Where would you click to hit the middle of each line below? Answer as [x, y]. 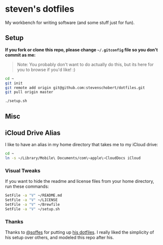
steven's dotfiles [40, 9]
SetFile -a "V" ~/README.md [34, 196]
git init [14, 83]
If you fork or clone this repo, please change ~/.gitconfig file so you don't [81, 49]
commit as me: [20, 55]
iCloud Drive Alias [33, 133]
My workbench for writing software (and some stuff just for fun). [70, 22]
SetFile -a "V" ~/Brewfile [32, 205]
